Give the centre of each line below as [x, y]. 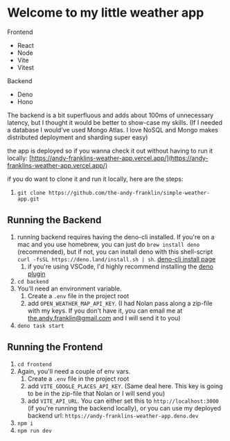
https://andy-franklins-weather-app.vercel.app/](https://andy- [120, 158]
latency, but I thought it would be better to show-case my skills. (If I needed [115, 122]
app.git [28, 199]
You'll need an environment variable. [69, 288]
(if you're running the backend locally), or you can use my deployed [124, 408]
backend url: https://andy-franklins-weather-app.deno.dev [113, 415]
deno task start [41, 326]
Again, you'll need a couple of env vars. [74, 371]
